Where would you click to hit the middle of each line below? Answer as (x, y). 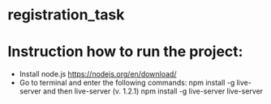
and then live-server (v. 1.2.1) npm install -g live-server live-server (153, 91)
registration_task (66, 15)
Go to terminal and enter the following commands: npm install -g (127, 83)
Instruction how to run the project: (125, 52)
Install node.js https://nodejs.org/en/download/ (98, 74)
